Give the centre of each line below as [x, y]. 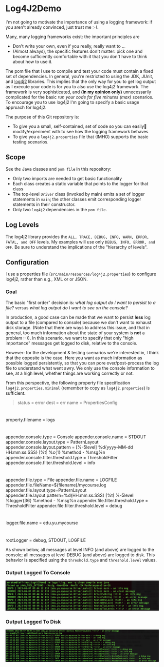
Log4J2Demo [34, 9]
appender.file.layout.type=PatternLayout [46, 490]
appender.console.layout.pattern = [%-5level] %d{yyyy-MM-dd [69, 447]
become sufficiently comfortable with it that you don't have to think [80, 56]
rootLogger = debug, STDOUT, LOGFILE [46, 540]
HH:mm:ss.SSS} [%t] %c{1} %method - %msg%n [55, 452]
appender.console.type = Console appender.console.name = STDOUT [76, 437]
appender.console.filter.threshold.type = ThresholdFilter [62, 458]
